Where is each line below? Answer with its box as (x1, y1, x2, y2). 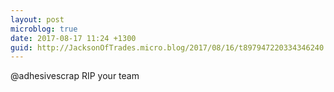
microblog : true (10, 24, 78, 34)
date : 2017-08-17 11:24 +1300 (10, 33, 137, 43)
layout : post (10, 14, 65, 25)
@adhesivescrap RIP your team (10, 70, 140, 82)
